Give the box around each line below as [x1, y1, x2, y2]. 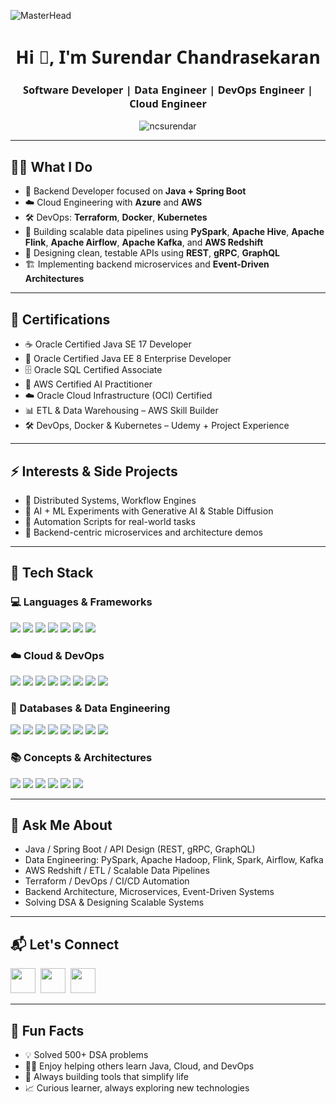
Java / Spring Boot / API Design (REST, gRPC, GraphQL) [24, 843, 256, 855]
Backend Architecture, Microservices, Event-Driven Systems [24, 886, 275, 898]
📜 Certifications [10, 311, 111, 328]
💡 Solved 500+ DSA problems [24, 1048, 149, 1060]
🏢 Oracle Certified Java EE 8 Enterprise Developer [24, 353, 232, 365]
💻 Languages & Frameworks [10, 595, 153, 609]
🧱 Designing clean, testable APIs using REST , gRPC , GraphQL [24, 247, 280, 259]
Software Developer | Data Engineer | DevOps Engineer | [22, 83, 314, 98]
